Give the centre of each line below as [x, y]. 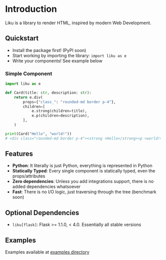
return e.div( [28, 97]
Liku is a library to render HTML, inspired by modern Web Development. [78, 23]
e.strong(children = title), [59, 111]
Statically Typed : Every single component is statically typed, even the [84, 171]
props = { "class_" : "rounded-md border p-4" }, [69, 102]
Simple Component [29, 74]
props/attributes [29, 176]
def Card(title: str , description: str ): [48, 92]
